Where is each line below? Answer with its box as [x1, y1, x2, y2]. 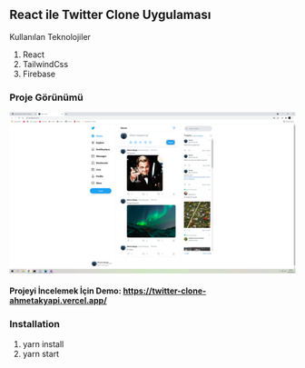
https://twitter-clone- [123, 285, 207, 296]
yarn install [22, 338, 64, 349]
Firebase [22, 68, 56, 79]
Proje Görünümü [9, 91, 84, 104]
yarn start [22, 348, 60, 359]
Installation [9, 318, 61, 331]
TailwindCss [22, 58, 69, 69]
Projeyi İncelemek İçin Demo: [9, 285, 122, 296]
